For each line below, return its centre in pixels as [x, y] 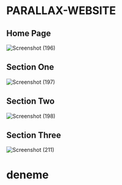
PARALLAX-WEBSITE [61, 11]
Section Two [30, 101]
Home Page [29, 33]
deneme [27, 175]
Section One [30, 67]
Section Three [34, 135]
